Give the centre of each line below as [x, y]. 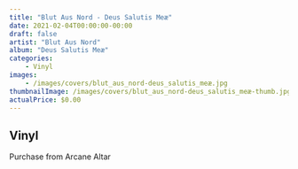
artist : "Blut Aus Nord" [55, 42]
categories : [31, 58]
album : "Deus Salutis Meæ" [59, 50]
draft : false [33, 34]
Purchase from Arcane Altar [60, 157]
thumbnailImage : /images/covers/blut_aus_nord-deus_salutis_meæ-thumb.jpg [150, 91]
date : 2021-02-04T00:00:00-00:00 [71, 26]
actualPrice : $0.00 [45, 100]
